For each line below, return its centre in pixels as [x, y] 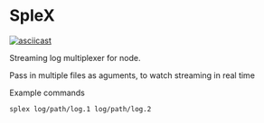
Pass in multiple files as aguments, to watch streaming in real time [132, 75]
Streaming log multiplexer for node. [75, 57]
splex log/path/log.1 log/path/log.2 [80, 109]
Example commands [47, 92]
